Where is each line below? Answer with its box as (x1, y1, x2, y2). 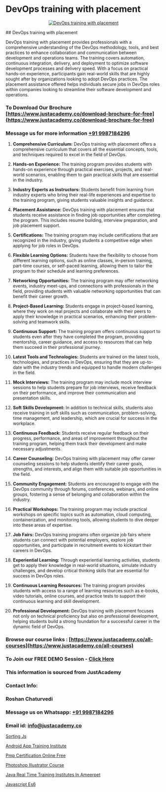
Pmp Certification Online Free (5, 752, 66, 758)
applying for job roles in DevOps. (12, 243, 80, 249)
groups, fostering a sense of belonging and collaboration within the (12, 492, 150, 498)
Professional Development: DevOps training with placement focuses (12, 608, 154, 614)
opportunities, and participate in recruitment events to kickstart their (12, 542, 152, 548)
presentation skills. (12, 395, 51, 401)
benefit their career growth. (12, 293, 69, 299)
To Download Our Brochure (5, 104, 72, 111)
